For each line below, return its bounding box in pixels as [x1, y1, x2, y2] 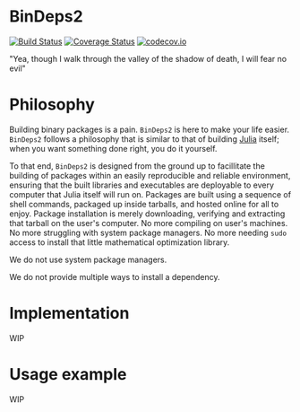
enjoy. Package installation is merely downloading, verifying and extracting [9, 208, 286, 219]
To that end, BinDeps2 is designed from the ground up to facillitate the [9, 160, 266, 171]
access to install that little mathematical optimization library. [9, 236, 230, 248]
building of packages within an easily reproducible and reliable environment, [9, 170, 291, 180]
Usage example [9, 364, 127, 384]
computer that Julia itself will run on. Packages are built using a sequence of [9, 188, 292, 199]
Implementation [9, 303, 130, 324]
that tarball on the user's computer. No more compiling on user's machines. [9, 217, 288, 228]
